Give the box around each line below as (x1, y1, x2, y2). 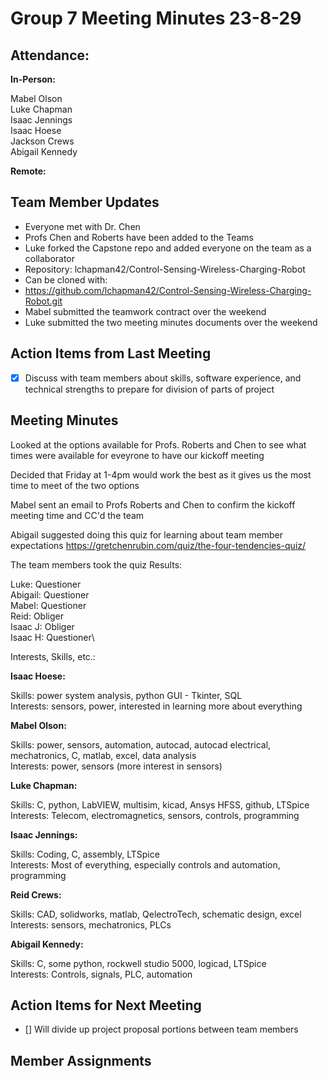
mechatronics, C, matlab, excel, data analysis (10, 749, 197, 761)
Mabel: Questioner (10, 599, 87, 611)
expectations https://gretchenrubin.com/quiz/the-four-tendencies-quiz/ (10, 539, 307, 551)
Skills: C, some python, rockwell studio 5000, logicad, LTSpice (10, 957, 267, 969)
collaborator (24, 252, 76, 264)
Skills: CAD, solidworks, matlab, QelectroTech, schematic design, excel (10, 908, 302, 920)
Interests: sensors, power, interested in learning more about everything (10, 700, 303, 712)
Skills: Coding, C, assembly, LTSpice (10, 848, 160, 860)
